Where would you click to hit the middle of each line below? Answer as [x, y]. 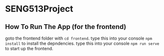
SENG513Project [39, 9]
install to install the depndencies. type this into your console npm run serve [82, 43]
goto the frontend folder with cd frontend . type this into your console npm [79, 38]
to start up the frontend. [29, 49]
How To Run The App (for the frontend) [66, 27]
